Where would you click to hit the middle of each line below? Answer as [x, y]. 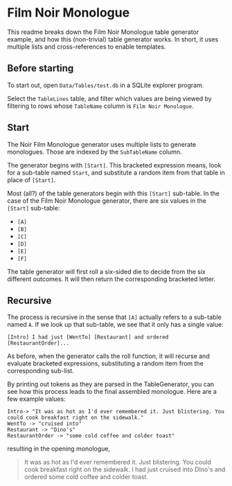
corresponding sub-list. [41, 371]
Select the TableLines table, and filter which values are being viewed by [110, 98]
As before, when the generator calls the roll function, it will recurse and [108, 356]
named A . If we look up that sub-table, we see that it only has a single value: [115, 325]
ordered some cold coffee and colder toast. [86, 477]
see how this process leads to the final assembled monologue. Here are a [112, 392]
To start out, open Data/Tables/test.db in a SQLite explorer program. [106, 85]
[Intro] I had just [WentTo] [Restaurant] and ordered [88, 337]
